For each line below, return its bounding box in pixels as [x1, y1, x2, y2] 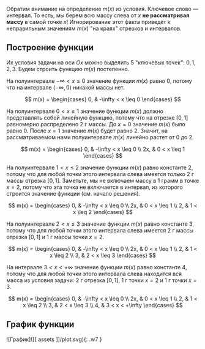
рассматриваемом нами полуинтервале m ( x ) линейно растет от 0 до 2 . [6, 133, 194, 140]
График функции [6, 319, 75, 330]
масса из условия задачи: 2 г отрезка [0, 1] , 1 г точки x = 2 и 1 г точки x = [6, 276, 197, 284]
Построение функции [6, 42, 94, 53]
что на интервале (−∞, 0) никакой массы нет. [6, 83, 125, 91]
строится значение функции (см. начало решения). [6, 190, 141, 197]
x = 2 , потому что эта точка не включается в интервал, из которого [6, 183, 184, 191]
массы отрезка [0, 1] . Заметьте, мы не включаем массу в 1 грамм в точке [6, 177, 199, 184]
